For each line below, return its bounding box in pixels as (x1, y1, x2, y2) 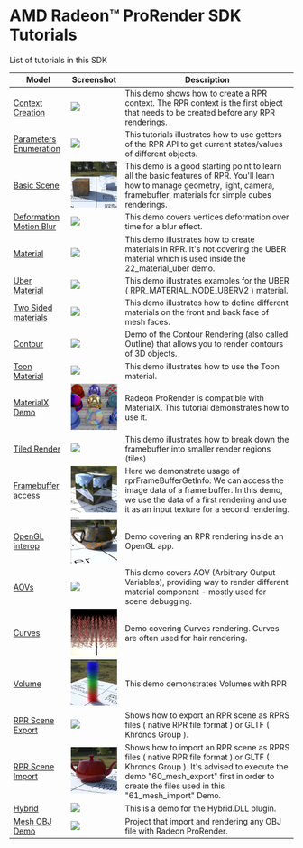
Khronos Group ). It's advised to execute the (124, 760, 289, 772)
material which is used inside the (124, 253, 246, 264)
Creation (13, 107, 46, 117)
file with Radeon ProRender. (124, 825, 228, 836)
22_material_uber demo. (124, 263, 216, 274)
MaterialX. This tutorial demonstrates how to (124, 402, 289, 413)
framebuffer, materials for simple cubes (124, 190, 272, 200)
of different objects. (124, 148, 198, 159)
